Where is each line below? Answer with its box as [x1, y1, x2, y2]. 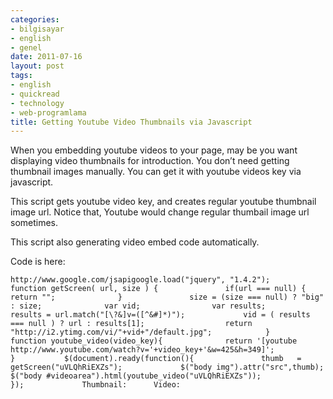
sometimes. [10, 217, 59, 229]
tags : [10, 71, 33, 81]
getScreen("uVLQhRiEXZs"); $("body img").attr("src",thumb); [10, 362, 325, 373]
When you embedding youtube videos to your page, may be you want [10, 144, 298, 156]
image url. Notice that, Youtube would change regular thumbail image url [10, 206, 310, 218]
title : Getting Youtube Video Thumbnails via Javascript [10, 117, 253, 127]
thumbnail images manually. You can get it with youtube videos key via [10, 166, 302, 178]
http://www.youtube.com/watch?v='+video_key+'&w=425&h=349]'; [10, 345, 275, 355]
